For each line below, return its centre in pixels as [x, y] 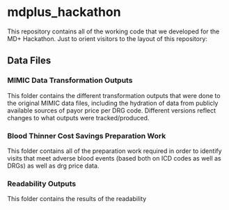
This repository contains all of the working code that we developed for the [113, 31]
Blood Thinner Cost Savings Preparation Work [87, 136]
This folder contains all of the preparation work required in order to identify [114, 151]
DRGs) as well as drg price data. [53, 165]
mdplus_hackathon [64, 12]
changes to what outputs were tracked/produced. [78, 118]
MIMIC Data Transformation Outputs [70, 81]
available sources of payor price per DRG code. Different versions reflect [112, 110]
